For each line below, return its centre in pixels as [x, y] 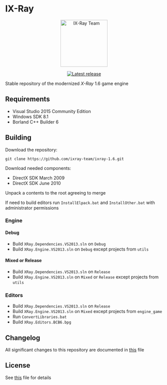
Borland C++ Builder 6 [35, 122]
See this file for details [28, 377]
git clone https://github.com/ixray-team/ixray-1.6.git [64, 159]
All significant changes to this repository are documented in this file [75, 350]
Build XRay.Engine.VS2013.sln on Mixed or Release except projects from [85, 277]
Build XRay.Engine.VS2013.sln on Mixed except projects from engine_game [87, 311]
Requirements [27, 99]
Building [18, 138]
